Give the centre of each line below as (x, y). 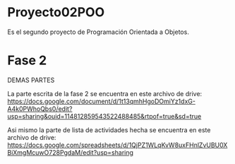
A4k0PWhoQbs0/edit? (40, 109)
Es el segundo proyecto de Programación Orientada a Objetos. (98, 32)
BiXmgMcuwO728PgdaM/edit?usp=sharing (71, 152)
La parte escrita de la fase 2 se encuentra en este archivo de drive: (105, 93)
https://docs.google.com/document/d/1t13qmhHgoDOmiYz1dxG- (102, 101)
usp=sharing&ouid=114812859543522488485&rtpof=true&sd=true (104, 116)
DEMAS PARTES (31, 80)
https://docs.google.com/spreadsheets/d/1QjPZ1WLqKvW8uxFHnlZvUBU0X (117, 145)
